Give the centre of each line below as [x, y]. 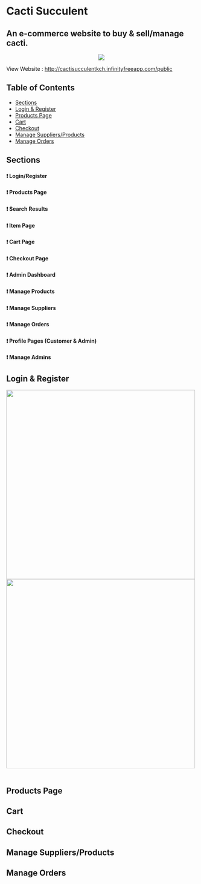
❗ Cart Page [21, 242]
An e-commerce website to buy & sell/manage [95, 34]
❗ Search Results [27, 209]
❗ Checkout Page [27, 258]
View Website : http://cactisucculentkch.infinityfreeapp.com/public [90, 69]
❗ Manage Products [31, 291]
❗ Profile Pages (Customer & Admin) [52, 341]
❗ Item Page [21, 225]
